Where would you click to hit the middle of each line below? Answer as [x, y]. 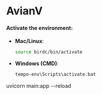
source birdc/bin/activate [49, 52]
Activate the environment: [40, 27]
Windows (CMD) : [37, 63]
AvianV [25, 11]
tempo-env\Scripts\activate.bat [55, 75]
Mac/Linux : [29, 41]
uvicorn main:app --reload [39, 86]
